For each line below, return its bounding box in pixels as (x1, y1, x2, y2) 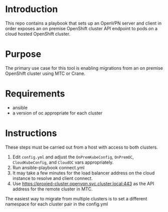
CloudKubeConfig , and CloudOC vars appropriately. (12, 159, 114, 165)
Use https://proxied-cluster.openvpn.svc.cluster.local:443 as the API (12, 180, 154, 186)
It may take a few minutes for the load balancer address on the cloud (12, 170, 155, 176)
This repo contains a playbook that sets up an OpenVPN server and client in (5, 20, 162, 26)
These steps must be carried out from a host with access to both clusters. (5, 144, 158, 150)
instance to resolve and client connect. (12, 175, 93, 181)
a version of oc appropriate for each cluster (12, 110, 103, 116)
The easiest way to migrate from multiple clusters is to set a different (5, 195, 147, 201)
